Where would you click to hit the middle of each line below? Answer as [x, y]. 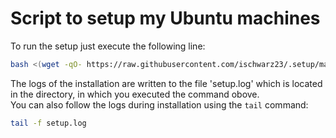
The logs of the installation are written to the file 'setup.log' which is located [166, 83]
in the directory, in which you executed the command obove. [135, 94]
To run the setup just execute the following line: [108, 46]
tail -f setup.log [48, 123]
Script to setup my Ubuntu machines [165, 18]
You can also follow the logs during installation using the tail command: [159, 104]
